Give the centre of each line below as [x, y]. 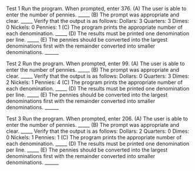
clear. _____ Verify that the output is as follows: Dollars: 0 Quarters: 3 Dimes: [98, 76]
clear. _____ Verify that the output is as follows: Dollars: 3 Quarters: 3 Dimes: [98, 21]
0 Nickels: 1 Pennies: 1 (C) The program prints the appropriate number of [94, 137]
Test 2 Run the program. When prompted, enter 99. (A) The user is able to [95, 63]
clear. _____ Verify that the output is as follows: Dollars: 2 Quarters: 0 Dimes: [98, 131]
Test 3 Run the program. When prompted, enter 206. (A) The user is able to [97, 119]
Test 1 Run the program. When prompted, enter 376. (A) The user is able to [96, 9]
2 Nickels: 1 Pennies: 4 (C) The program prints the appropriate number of [95, 82]
